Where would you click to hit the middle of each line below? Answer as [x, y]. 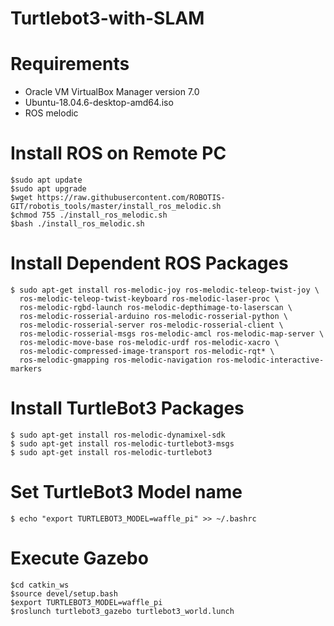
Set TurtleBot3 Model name [126, 492]
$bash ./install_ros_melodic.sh [77, 224]
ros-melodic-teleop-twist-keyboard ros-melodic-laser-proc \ [149, 299]
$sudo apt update [46, 180]
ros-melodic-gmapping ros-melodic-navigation [116, 360]
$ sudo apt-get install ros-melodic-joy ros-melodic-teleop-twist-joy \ [165, 290]
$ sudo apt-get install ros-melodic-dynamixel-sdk [118, 435]
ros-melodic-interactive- [270, 360]
